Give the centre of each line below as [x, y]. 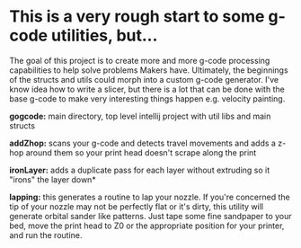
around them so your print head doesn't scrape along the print [141, 152]
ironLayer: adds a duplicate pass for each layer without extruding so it [140, 170]
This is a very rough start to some [137, 17]
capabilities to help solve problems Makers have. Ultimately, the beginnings [149, 70]
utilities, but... [104, 35]
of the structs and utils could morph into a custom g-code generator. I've [144, 79]
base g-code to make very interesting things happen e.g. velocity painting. [147, 98]
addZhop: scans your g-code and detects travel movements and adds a [143, 143]
